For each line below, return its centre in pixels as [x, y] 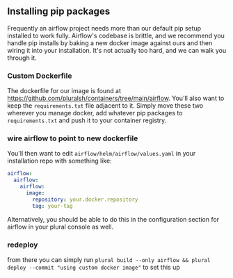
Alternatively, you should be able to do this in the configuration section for [113, 219]
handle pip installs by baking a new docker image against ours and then [110, 43]
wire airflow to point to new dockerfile [73, 138]
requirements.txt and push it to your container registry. [87, 120]
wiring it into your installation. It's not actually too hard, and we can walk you [117, 50]
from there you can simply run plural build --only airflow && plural [109, 259]
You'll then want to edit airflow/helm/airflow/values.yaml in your [102, 154]
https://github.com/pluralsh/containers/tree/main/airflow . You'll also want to [116, 98]
